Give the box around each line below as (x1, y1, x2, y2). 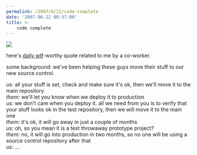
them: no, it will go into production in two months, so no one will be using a (6, 131, 188, 138)
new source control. (6, 70, 55, 77)
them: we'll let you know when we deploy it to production (6, 93, 145, 100)
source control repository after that (6, 137, 91, 144)
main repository (6, 87, 44, 95)
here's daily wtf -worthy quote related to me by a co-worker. (6, 52, 151, 59)
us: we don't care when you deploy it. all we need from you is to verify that (6, 100, 187, 107)
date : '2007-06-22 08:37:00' (6, 14, 78, 20)
